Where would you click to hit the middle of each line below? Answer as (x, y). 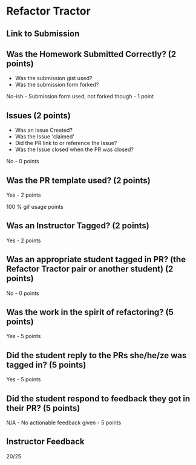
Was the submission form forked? (57, 85)
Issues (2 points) (38, 116)
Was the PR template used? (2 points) (78, 180)
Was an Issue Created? (44, 130)
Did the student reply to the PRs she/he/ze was (96, 355)
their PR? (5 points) (43, 408)
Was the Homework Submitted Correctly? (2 (91, 54)
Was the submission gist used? (54, 78)
